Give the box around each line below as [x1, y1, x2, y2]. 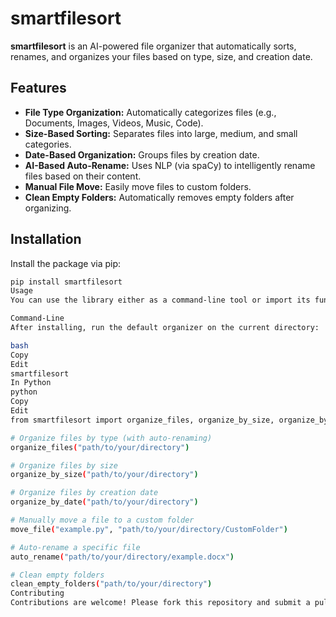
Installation [10, 231, 82, 248]
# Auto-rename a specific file [10, 542, 141, 552]
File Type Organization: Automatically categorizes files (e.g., [24, 106, 277, 118]
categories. [24, 138, 72, 150]
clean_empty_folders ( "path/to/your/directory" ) [10, 579, 213, 589]
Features [10, 80, 67, 97]
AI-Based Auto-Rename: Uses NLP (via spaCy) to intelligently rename [24, 159, 316, 171]
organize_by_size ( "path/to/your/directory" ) [10, 470, 199, 480]
